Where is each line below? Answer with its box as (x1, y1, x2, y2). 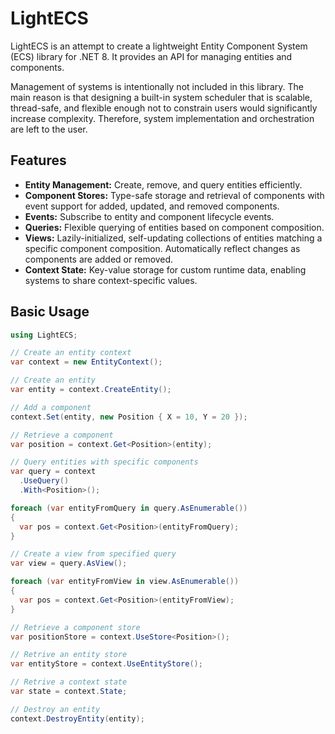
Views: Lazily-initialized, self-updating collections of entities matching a (24, 232, 323, 244)
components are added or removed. (24, 253, 174, 265)
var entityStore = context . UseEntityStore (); (10, 659, 203, 669)
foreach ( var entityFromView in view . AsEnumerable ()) (10, 577, 240, 587)
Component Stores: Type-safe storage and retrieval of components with (24, 189, 325, 201)
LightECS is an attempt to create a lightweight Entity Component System (10, 40, 308, 52)
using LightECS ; (10, 330, 78, 340)
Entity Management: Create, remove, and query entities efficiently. (24, 178, 303, 191)
